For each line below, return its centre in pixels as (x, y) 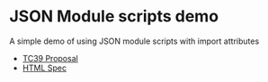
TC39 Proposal (50, 58)
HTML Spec (45, 68)
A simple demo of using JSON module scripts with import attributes (134, 41)
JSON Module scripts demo (114, 16)
